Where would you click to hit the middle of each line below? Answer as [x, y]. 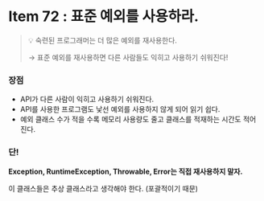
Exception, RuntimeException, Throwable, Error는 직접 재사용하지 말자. [126, 171]
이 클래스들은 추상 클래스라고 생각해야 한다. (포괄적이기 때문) [103, 188]
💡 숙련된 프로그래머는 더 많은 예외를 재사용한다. [102, 40]
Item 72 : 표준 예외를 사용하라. [104, 16]
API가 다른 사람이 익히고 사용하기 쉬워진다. [87, 99]
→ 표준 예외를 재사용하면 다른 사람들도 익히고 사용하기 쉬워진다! [128, 57]
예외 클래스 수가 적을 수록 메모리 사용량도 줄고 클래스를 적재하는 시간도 [130, 119]
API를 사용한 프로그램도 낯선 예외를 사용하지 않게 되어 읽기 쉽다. [120, 109]
